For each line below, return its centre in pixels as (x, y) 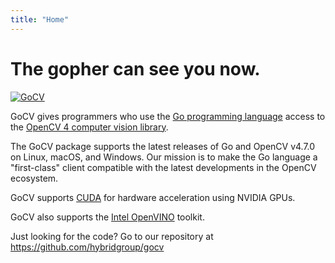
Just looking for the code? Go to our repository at (112, 236)
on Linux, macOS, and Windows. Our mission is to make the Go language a (164, 157)
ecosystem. (34, 178)
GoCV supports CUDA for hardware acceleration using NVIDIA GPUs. (153, 197)
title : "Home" (40, 19)
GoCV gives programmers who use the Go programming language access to (168, 116)
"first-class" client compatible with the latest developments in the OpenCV (163, 167)
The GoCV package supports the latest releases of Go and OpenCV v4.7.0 (163, 146)
